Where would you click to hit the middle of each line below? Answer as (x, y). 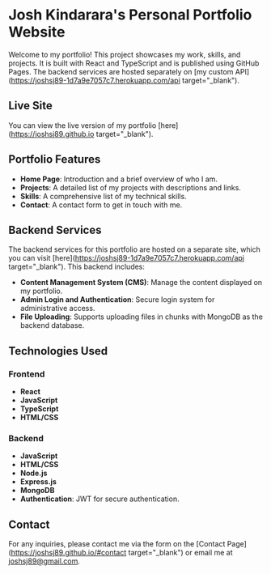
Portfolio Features (55, 159)
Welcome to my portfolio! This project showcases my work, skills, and (125, 54)
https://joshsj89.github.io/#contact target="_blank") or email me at (122, 553)
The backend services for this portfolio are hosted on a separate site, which (135, 249)
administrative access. (57, 308)
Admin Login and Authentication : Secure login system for (117, 300)
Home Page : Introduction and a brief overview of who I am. (119, 179)
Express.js (38, 482)
